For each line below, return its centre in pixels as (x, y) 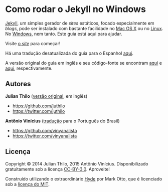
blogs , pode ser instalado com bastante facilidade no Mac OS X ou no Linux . (84, 28)
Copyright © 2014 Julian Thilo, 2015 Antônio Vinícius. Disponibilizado (77, 163)
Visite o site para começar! (33, 43)
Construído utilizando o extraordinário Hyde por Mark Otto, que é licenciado (84, 178)
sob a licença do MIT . (28, 184)
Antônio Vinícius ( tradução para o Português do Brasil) (62, 121)
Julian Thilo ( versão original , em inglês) (46, 96)
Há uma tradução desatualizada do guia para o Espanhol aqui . (69, 53)
